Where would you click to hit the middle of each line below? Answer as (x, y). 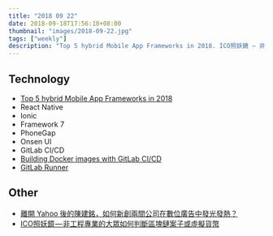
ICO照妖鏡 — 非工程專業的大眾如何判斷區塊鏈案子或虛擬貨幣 (120, 223)
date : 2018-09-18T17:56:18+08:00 (65, 24)
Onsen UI (36, 141)
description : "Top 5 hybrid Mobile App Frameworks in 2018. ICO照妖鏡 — (132, 46)
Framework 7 (42, 124)
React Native (41, 107)
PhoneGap (38, 133)
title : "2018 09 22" (43, 16)
